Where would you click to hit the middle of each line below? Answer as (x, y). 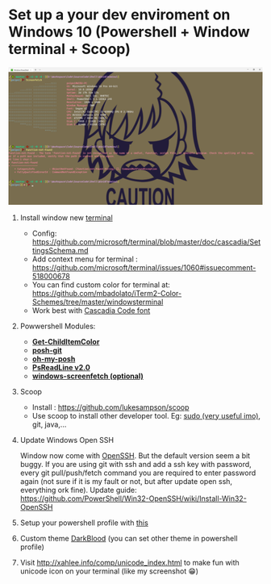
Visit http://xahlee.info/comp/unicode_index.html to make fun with (129, 562)
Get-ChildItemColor (66, 341)
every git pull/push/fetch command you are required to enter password (138, 473)
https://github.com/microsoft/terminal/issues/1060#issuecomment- (144, 267)
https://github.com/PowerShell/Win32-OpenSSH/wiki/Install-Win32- (133, 498)
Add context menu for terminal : (85, 259)
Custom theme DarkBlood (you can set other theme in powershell (129, 538)
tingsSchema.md (60, 250)
